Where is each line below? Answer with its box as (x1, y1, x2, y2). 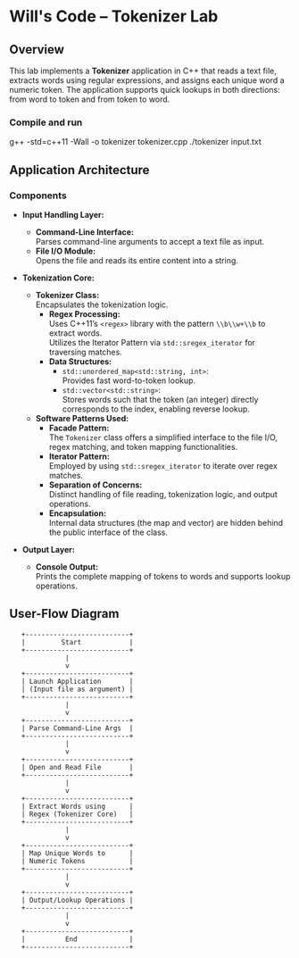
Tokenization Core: (21, 272, 96, 283)
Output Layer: (21, 544, 76, 554)
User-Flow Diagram (9, 606, 120, 621)
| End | (21, 935, 134, 944)
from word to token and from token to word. (9, 94, 170, 104)
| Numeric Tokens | (21, 856, 134, 865)
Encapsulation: (48, 507, 107, 519)
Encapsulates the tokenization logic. (35, 299, 169, 310)
